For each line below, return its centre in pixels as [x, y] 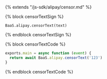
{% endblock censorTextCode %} [39, 72]
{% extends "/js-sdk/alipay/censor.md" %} [49, 7]
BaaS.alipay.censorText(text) [36, 26]
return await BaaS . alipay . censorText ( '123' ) [56, 58]
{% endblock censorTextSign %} [38, 35]
